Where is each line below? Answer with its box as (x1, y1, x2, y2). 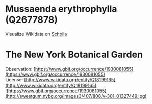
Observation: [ (5, 66, 36, 72)
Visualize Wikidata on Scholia (5, 31, 67, 37)
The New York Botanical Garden (5, 49, 143, 60)
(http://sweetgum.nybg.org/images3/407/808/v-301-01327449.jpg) (5, 93, 147, 99)
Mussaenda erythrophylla (5, 3, 117, 15)
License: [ (5, 76, 27, 82)
